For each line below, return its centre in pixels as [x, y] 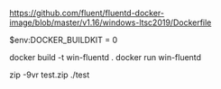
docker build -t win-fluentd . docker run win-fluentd [105, 57]
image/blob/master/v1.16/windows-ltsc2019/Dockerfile [110, 22]
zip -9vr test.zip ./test [50, 75]
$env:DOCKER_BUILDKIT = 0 [64, 40]
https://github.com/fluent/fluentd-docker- [87, 13]
